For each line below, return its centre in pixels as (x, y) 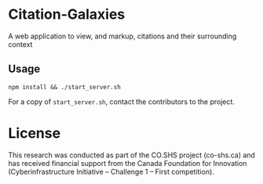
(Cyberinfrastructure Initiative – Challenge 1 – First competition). (111, 171)
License (35, 133)
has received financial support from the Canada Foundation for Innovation (128, 163)
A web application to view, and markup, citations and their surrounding (122, 36)
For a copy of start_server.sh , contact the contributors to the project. (122, 101)
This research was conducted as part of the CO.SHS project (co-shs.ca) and (131, 155)
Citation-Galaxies (67, 14)
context (20, 44)
